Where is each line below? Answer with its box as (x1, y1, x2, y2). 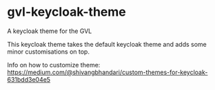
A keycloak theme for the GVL (7, 27, 92, 35)
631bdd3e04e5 (7, 75, 50, 83)
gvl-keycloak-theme (7, 4, 126, 20)
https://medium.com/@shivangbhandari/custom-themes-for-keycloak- (7, 68, 208, 76)
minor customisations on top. (7, 47, 90, 56)
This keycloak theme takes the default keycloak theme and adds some (7, 40, 207, 48)
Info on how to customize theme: (7, 60, 101, 69)
